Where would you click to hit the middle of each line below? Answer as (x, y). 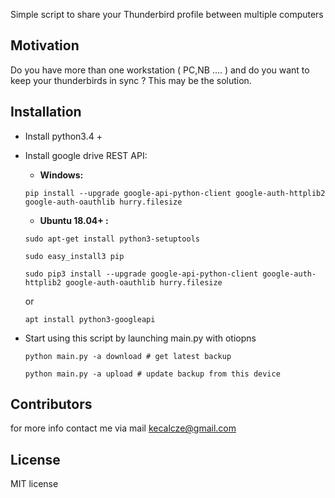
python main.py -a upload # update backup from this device (152, 374)
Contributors (51, 404)
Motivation (45, 45)
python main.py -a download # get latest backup (128, 356)
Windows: (61, 175)
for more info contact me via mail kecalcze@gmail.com (123, 428)
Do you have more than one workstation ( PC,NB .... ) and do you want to (160, 70)
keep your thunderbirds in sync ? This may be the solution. (131, 80)
